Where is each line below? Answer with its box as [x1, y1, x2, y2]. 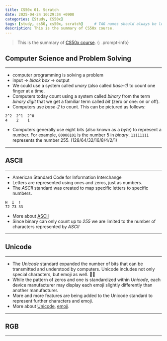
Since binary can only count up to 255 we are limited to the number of [12, 218, 156, 224]
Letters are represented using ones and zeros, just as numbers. [12, 179, 143, 185]
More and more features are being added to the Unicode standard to [12, 293, 153, 299]
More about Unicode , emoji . [12, 303, 70, 309]
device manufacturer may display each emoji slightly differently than [12, 282, 153, 288]
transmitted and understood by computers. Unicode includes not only [12, 266, 155, 272]
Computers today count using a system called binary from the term [12, 93, 150, 99]
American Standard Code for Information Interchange [12, 174, 122, 180]
